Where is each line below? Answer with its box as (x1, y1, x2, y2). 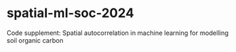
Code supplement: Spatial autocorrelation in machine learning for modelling (6, 28, 229, 37)
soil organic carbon (6, 36, 63, 44)
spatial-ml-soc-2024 (6, 5, 135, 21)
